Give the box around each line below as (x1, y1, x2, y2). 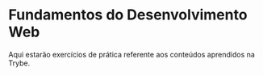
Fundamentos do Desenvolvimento (8, 6, 248, 24)
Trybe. (8, 58, 31, 68)
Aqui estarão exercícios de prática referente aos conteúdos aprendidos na (8, 49, 256, 59)
